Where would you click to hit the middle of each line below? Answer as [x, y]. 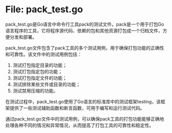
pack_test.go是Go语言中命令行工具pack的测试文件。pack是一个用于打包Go [85, 24]
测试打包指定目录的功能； [40, 65]
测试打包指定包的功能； [37, 71]
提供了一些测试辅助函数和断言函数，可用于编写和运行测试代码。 [77, 108]
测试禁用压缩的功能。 [35, 91]
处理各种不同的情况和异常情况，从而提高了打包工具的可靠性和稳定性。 [80, 125]
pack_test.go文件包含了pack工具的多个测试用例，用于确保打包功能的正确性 [85, 48]
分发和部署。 [23, 37]
